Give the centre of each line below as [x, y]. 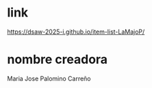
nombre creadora [58, 59]
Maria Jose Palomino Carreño [49, 78]
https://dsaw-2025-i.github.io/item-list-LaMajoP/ [76, 32]
